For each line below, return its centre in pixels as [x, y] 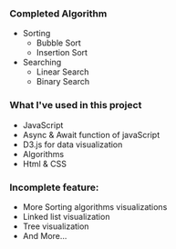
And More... [45, 235]
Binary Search [63, 82]
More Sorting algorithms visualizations [95, 206]
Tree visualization [56, 226]
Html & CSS [44, 164]
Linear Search [62, 72]
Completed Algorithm [58, 14]
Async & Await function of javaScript [91, 134]
